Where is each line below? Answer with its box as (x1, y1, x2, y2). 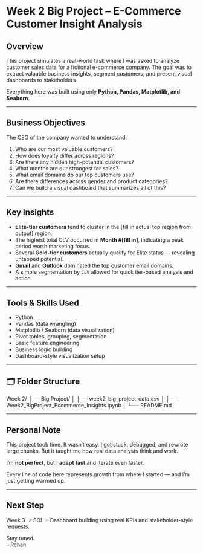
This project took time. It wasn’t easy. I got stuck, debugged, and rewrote (6, 441, 188, 448)
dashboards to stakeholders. (6, 77, 77, 83)
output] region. (14, 230, 53, 237)
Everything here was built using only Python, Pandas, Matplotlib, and (6, 88, 181, 95)
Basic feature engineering (14, 340, 80, 347)
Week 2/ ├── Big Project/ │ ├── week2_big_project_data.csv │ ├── (6, 395, 178, 403)
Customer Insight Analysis (6, 17, 143, 31)
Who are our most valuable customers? (14, 145, 113, 152)
